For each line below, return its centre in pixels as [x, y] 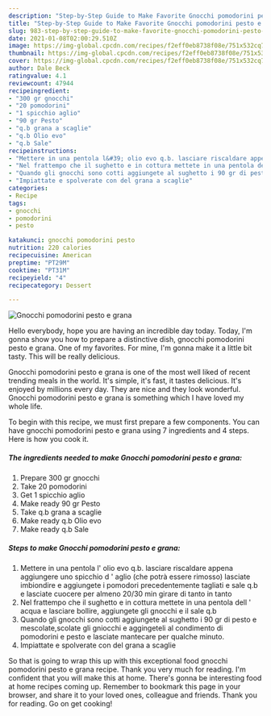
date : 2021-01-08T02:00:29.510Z [63, 38]
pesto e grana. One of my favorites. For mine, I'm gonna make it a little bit [130, 348]
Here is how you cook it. [48, 439]
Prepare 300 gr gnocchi [60, 478]
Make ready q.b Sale [54, 530]
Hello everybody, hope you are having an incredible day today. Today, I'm [130, 331]
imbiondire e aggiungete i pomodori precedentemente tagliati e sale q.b [139, 585]
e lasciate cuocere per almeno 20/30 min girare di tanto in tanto [126, 594]
